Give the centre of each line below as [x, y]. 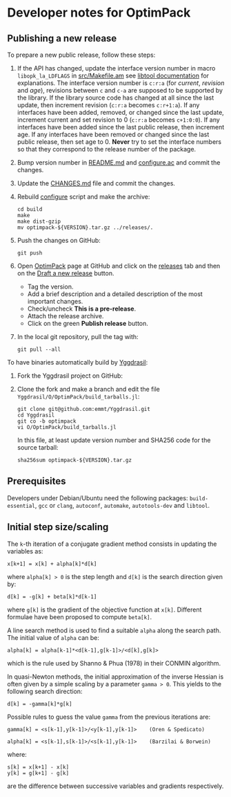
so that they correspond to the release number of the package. [107, 149]
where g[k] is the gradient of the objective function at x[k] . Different [104, 610]
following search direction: [45, 691]
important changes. [55, 301]
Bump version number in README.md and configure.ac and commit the [119, 163]
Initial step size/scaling [58, 527]
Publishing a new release [62, 38]
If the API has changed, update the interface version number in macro [116, 68]
